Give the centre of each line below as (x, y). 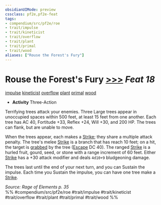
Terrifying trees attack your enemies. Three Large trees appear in (71, 112)
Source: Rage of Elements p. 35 (37, 187)
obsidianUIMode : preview (30, 10)
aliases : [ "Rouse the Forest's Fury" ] (45, 55)
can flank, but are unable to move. (40, 127)
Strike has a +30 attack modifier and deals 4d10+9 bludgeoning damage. (78, 158)
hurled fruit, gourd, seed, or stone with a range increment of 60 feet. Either (80, 153)
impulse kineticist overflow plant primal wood (51, 93)
